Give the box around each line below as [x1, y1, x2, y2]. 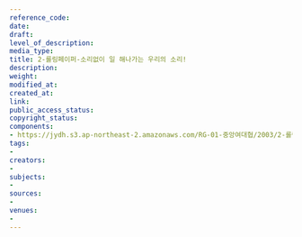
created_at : [9, 88, 54, 97]
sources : [9, 189, 42, 198]
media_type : [9, 47, 54, 56]
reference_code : [9, 13, 70, 23]
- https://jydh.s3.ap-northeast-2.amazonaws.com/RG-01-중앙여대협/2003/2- [9, 131, 286, 140]
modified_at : [9, 80, 58, 89]
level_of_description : [9, 38, 94, 48]
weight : [9, 72, 39, 81]
